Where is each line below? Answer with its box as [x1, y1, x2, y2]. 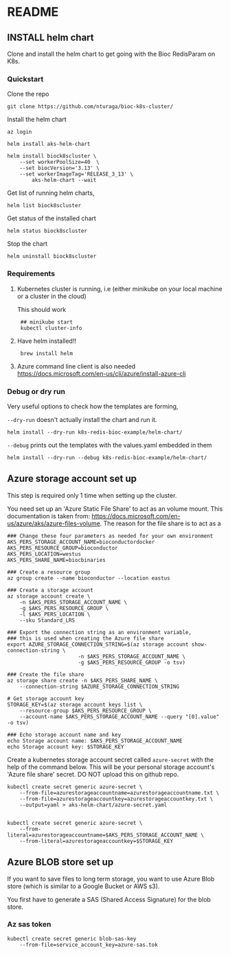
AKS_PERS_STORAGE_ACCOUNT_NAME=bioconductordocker [7, 538, 155, 545]
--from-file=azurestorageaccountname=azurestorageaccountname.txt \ [19, 789, 220, 796]
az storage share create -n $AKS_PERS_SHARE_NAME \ [7, 677, 158, 684]
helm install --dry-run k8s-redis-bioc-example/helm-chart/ [7, 428, 183, 436]
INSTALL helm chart [7, 32, 94, 43]
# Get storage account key [7, 695, 84, 702]
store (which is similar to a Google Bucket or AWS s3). [7, 882, 160, 890]
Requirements [7, 269, 56, 279]
